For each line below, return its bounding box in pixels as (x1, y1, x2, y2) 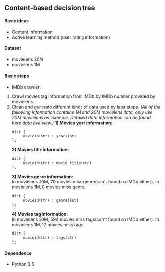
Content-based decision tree (4, 4, 95, 12)
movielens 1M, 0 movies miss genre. (11, 184, 86, 190)
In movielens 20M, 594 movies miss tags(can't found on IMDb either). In (11, 216, 159, 222)
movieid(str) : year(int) (23, 134, 77, 138)
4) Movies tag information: (11, 211, 68, 217)
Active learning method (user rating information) (11, 34, 111, 40)
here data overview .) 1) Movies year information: (11, 120, 113, 126)
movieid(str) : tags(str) (23, 235, 77, 240)
